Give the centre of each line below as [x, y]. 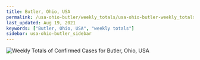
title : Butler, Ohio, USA [38, 12]
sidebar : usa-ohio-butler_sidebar [49, 34]
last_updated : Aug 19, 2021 [41, 23]
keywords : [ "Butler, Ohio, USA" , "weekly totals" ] [70, 28]
